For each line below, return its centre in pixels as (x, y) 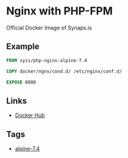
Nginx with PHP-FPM (59, 11)
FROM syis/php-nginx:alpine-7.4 (47, 60)
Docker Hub (30, 115)
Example (23, 47)
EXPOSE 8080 (21, 82)
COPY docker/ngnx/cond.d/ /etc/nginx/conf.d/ (64, 71)
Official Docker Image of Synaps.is (49, 28)
